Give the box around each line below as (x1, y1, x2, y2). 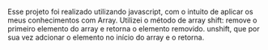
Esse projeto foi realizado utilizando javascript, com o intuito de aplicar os (7, 7, 253, 16)
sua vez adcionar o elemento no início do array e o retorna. (7, 32, 205, 42)
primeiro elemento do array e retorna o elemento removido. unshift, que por (7, 24, 260, 33)
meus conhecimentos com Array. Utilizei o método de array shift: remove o (7, 15, 257, 25)
